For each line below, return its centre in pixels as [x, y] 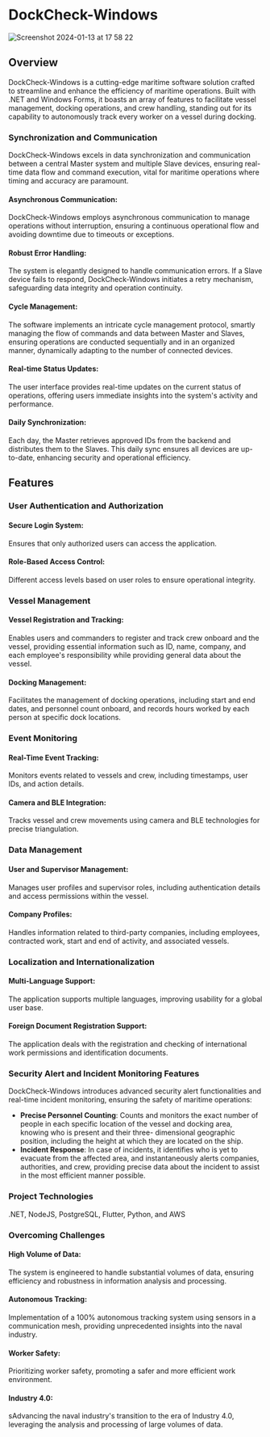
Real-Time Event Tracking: [54, 757]
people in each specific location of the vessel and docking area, [126, 1124]
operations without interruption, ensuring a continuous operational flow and [134, 226]
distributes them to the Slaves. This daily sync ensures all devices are [124, 449]
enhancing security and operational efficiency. [114, 457]
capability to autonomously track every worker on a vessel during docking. [132, 116]
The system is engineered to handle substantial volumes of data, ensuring [131, 1272]
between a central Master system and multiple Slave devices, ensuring [126, 164]
